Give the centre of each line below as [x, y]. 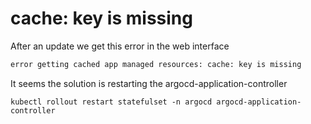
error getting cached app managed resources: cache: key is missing [156, 64]
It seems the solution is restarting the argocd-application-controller [149, 83]
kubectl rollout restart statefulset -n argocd [111, 102]
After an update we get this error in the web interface [120, 46]
